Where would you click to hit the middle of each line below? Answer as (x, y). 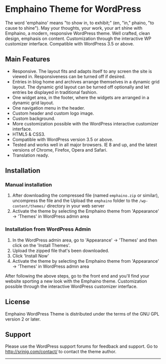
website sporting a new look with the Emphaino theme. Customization (76, 281)
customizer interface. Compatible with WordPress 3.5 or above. (70, 43)
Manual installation (29, 185)
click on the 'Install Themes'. (41, 245)
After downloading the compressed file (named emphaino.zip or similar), (85, 196)
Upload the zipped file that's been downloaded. (61, 250)
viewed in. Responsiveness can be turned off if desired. (69, 76)
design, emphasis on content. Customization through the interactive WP (78, 39)
